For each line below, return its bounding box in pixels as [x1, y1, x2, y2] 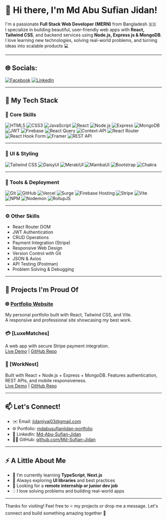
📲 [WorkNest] [5, 361, 39, 368]
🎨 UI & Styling [5, 150, 39, 157]
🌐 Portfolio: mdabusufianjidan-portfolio [12, 426, 93, 432]
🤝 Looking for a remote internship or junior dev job [12, 483, 118, 489]
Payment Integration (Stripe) [12, 240, 71, 246]
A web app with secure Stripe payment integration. [5, 343, 109, 349]
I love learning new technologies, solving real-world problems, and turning [5, 37, 158, 43]
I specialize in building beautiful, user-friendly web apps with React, [5, 26, 145, 32]
